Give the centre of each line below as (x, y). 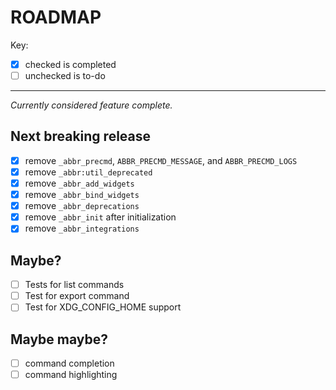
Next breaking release (81, 136)
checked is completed (70, 64)
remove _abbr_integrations (82, 228)
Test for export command (77, 296)
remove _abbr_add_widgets (79, 183)
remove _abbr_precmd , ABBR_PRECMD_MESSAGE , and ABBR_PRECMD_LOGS (161, 160)
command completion (69, 363)
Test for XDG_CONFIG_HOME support (103, 307)
